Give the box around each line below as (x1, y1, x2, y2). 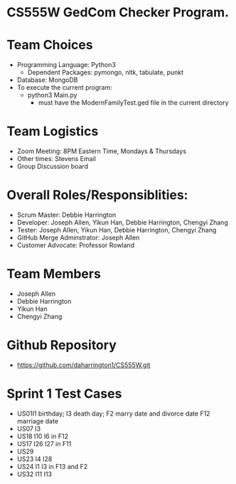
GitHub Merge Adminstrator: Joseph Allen (16, 233, 140, 242)
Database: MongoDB (16, 76, 78, 84)
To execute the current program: (16, 83, 112, 92)
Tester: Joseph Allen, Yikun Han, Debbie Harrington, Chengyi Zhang (16, 226, 217, 234)
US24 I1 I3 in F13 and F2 (16, 462, 88, 470)
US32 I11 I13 (16, 470, 53, 478)
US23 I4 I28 (16, 454, 53, 463)
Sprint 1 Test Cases (6, 386, 122, 402)
